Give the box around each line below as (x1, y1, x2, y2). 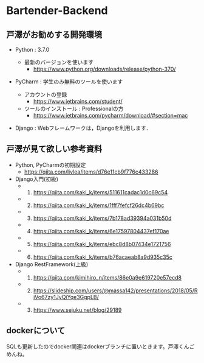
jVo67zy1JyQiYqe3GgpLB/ (33, 293, 99, 300)
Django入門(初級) (15, 175, 59, 183)
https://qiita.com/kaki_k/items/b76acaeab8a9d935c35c (33, 253, 173, 261)
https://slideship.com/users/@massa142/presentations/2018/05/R (33, 287, 198, 294)
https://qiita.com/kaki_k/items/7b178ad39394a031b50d (33, 214, 172, 222)
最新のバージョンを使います (24, 58, 94, 66)
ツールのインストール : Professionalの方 (24, 105, 124, 112)
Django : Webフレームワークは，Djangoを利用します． (15, 124, 152, 132)
